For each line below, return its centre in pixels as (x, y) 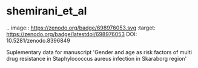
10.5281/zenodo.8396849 (38, 40)
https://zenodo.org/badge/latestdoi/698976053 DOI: (72, 34)
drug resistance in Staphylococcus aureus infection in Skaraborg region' (97, 58)
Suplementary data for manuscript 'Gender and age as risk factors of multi (99, 52)
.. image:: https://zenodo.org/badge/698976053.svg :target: (81, 28)
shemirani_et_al (47, 11)
